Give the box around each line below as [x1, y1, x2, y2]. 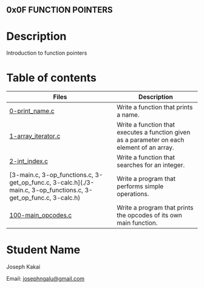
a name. [117, 111, 140, 119]
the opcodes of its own [117, 211, 182, 220]
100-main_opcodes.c [9, 211, 72, 220]
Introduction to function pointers [6, 49, 87, 57]
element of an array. [117, 143, 174, 152]
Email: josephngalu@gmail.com [6, 275, 85, 283]
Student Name [6, 243, 81, 257]
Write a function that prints [117, 103, 193, 111]
